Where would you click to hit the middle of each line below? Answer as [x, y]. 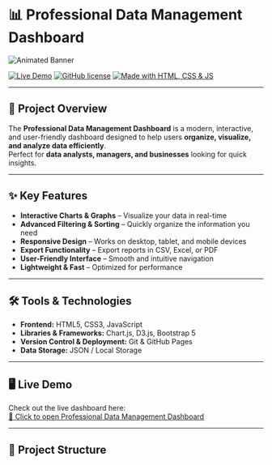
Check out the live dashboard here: [67, 408]
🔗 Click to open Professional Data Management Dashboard [106, 416]
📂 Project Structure [57, 450]
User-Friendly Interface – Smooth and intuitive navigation [117, 258]
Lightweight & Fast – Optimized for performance [101, 267]
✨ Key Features [48, 196]
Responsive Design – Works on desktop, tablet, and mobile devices [133, 241]
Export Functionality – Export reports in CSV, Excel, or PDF [119, 250]
